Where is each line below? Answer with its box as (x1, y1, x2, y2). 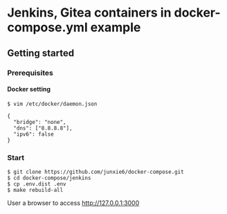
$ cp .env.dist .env (7, 181, 67, 188)
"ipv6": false (13, 130, 54, 138)
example (90, 19, 141, 35)
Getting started (7, 47, 75, 59)
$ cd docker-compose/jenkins (7, 175, 91, 181)
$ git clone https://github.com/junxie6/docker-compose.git (7, 168, 185, 175)
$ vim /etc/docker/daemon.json (7, 100, 98, 107)
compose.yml (7, 19, 88, 35)
